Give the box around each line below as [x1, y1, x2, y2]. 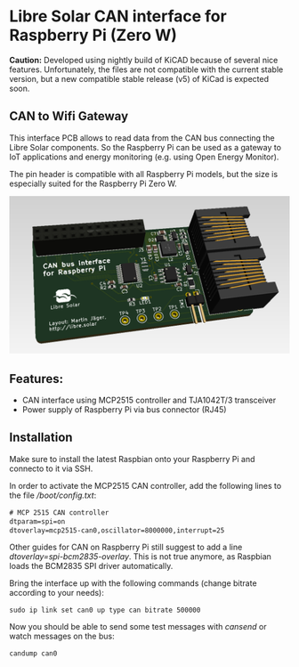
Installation [9, 430, 73, 445]
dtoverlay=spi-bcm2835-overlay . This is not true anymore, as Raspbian [9, 550, 271, 562]
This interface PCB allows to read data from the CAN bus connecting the [9, 132, 275, 143]
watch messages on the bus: [9, 630, 115, 641]
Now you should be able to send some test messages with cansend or [9, 621, 267, 631]
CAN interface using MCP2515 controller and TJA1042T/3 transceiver [21, 395, 277, 406]
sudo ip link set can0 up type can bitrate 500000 [9, 606, 201, 614]
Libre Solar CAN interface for [9, 6, 227, 27]
